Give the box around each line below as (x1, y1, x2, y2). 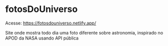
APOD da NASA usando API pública (5, 35, 79, 41)
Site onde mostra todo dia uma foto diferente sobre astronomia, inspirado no (5, 29, 163, 35)
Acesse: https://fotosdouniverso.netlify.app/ (5, 20, 96, 26)
